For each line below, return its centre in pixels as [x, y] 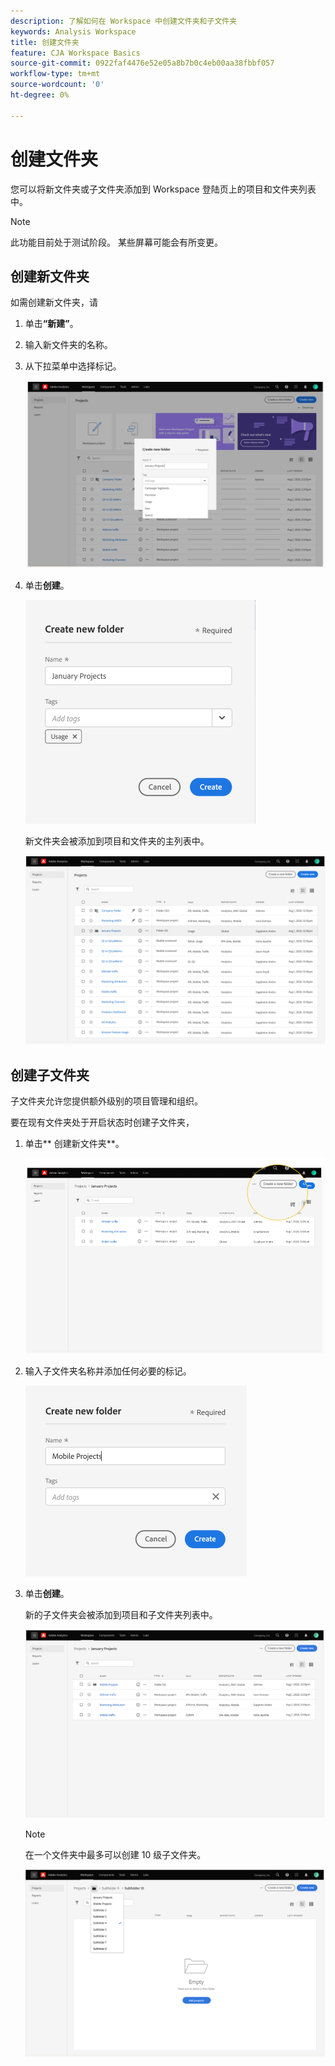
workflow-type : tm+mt [55, 74]
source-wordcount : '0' [57, 85]
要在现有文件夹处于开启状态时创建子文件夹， [102, 1122]
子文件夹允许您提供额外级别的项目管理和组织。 [106, 1101]
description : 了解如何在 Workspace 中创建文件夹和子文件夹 [124, 21]
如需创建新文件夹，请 [54, 302]
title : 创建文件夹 [45, 42]
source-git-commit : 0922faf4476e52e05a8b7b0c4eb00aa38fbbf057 [142, 63]
